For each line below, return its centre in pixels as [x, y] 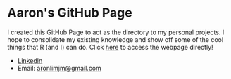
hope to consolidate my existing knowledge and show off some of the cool [115, 39]
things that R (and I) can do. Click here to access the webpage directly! [110, 47]
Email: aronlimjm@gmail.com [60, 68]
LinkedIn [30, 60]
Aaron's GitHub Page [70, 13]
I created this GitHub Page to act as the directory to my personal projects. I [116, 32]
